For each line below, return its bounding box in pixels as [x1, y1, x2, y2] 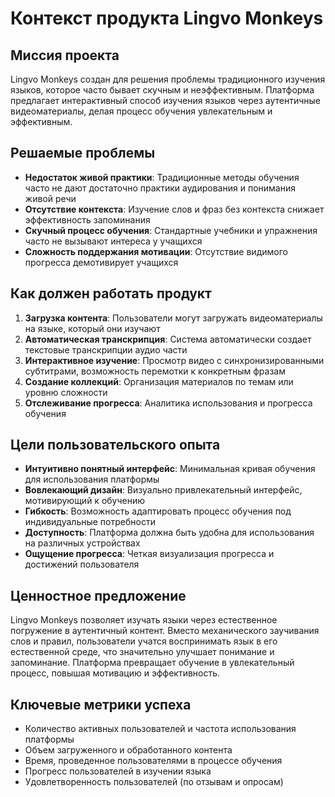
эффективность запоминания [24, 213, 151, 226]
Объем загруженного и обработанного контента [24, 744, 233, 756]
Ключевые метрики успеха [10, 696, 192, 713]
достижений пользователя [24, 558, 140, 571]
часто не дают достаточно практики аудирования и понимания [24, 182, 296, 194]
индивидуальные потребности [24, 516, 156, 528]
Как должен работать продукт [10, 285, 212, 302]
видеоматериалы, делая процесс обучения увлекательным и [10, 105, 273, 117]
